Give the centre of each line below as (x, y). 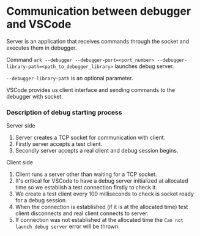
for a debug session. (41, 200)
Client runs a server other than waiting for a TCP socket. (86, 174)
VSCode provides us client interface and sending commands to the (91, 89)
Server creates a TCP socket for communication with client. (90, 138)
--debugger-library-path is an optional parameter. (70, 78)
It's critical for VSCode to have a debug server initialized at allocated (102, 181)
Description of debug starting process (64, 112)
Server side (21, 126)
